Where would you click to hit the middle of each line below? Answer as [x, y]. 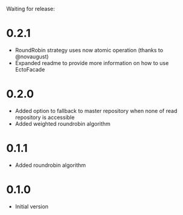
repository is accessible [45, 117]
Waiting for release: [31, 9]
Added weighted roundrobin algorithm [63, 123]
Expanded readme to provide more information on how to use [92, 63]
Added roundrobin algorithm [50, 165]
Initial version [32, 206]
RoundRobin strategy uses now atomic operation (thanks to [89, 50]
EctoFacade [30, 69]
